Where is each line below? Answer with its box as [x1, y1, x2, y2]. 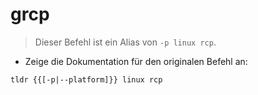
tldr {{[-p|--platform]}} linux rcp [10, 74, 163, 85]
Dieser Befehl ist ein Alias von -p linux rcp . [34, 36, 217, 48]
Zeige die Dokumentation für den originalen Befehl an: [24, 55, 248, 67]
